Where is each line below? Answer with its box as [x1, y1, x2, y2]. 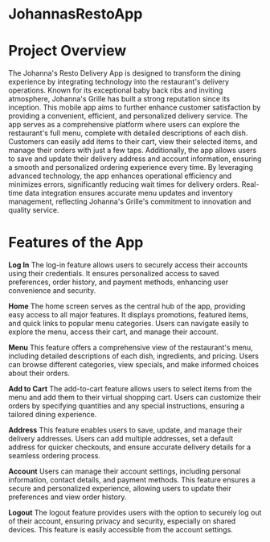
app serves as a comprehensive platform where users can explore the [8, 120, 240, 130]
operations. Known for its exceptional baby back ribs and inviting [8, 85, 223, 95]
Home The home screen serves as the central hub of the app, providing [8, 301, 246, 311]
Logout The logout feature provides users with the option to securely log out [8, 508, 262, 518]
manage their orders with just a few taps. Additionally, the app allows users [8, 146, 257, 155]
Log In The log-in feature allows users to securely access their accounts [8, 260, 248, 270]
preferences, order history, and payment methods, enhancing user [8, 277, 229, 287]
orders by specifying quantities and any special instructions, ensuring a [8, 401, 245, 411]
